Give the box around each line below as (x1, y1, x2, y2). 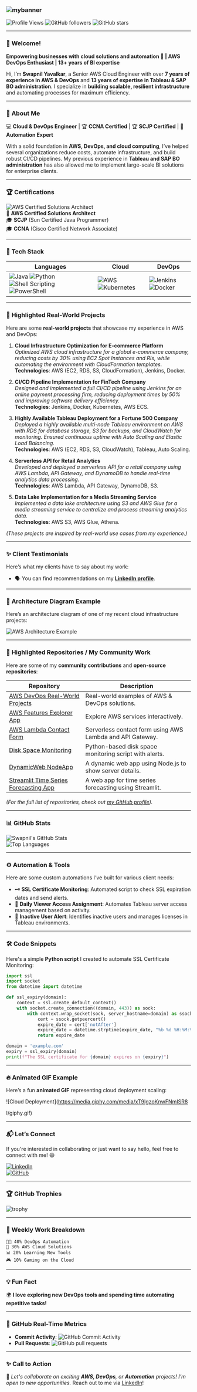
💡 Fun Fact (6, 1278, 37, 1286)
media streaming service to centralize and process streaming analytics (14, 506, 188, 513)
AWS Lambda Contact (9, 725, 70, 733)
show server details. (85, 766, 141, 774)
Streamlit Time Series (9, 776, 69, 784)
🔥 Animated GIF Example (6, 1073, 78, 1082)
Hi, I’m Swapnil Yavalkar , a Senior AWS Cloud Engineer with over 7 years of (6, 70, 190, 77)
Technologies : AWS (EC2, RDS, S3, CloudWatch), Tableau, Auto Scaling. (14, 446, 191, 453)
